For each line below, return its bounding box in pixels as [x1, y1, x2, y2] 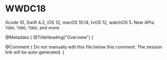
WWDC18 [5, 3, 46, 14]
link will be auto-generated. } [5, 49, 65, 55]
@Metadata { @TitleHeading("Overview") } [5, 34, 94, 40]
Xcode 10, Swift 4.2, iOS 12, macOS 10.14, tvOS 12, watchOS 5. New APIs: [5, 19, 156, 25]
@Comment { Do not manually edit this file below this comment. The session [5, 44, 163, 50]
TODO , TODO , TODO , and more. [5, 24, 61, 30]
